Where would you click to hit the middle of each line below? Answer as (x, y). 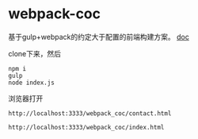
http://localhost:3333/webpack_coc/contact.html (90, 113)
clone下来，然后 (35, 53)
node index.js (32, 83)
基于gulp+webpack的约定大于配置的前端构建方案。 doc (99, 37)
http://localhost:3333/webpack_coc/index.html (86, 127)
